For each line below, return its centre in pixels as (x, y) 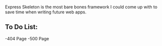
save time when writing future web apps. (46, 12)
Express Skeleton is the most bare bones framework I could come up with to (81, 7)
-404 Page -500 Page (27, 38)
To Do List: (21, 27)
